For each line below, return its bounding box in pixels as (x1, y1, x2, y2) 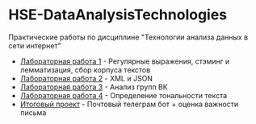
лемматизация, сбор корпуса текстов (19, 64, 151, 74)
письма (19, 107, 47, 118)
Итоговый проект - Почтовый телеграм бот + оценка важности (19, 99, 239, 109)
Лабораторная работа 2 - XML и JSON (19, 73, 153, 83)
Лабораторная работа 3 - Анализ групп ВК (19, 82, 168, 92)
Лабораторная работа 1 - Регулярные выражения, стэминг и (19, 56, 230, 66)
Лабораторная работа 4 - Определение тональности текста (19, 90, 228, 100)
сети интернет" (8, 40, 62, 50)
